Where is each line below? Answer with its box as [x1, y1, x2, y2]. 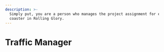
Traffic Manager [5, 37, 72, 48]
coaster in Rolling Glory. [9, 16, 64, 21]
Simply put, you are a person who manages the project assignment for [9, 12, 156, 16]
